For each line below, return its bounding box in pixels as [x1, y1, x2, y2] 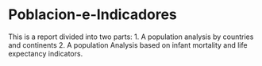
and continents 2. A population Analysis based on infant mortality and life [8, 40, 248, 49]
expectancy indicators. [8, 49, 83, 58]
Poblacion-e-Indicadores [8, 6, 177, 24]
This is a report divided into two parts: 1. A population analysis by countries [8, 32, 254, 41]
